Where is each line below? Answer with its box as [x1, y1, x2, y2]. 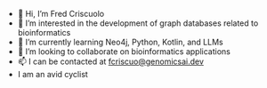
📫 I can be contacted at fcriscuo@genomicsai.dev [17, 56, 205, 67]
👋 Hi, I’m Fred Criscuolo [17, 9, 105, 19]
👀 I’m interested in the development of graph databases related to [17, 18, 259, 28]
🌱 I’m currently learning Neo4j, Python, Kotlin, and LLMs [17, 36, 224, 47]
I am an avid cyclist [17, 69, 89, 79]
